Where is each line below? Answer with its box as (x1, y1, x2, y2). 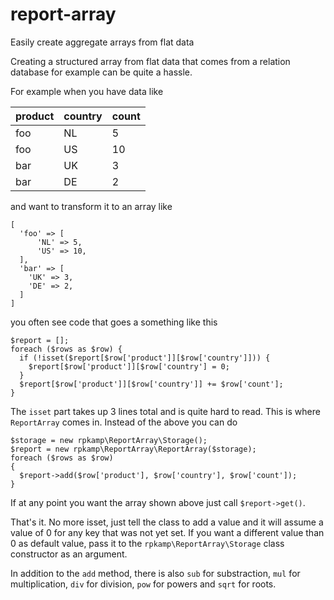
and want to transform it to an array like (10, 200, 173, 212)
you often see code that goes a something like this (10, 316, 218, 328)
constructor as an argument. (10, 548, 128, 560)
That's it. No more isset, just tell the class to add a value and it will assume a (10, 516, 324, 528)
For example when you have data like (10, 85, 164, 97)
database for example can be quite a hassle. (10, 66, 193, 78)
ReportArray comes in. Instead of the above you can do (10, 416, 238, 428)
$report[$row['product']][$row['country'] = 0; (28, 361, 230, 372)
